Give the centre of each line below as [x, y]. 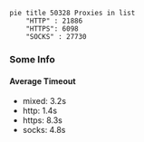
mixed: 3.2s [44, 101]
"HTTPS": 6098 [52, 29]
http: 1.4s [39, 111]
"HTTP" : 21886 [54, 21]
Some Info [33, 59]
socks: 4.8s [44, 130]
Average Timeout [43, 80]
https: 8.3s [43, 120]
